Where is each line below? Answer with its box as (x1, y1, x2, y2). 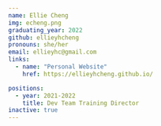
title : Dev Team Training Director (22, 99, 140, 107)
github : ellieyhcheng (8, 33, 80, 42)
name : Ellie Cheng (8, 11, 69, 20)
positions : (8, 84, 44, 92)
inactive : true (8, 106, 58, 114)
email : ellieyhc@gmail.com (8, 48, 97, 56)
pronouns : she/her (8, 41, 69, 49)
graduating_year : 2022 (8, 26, 83, 34)
